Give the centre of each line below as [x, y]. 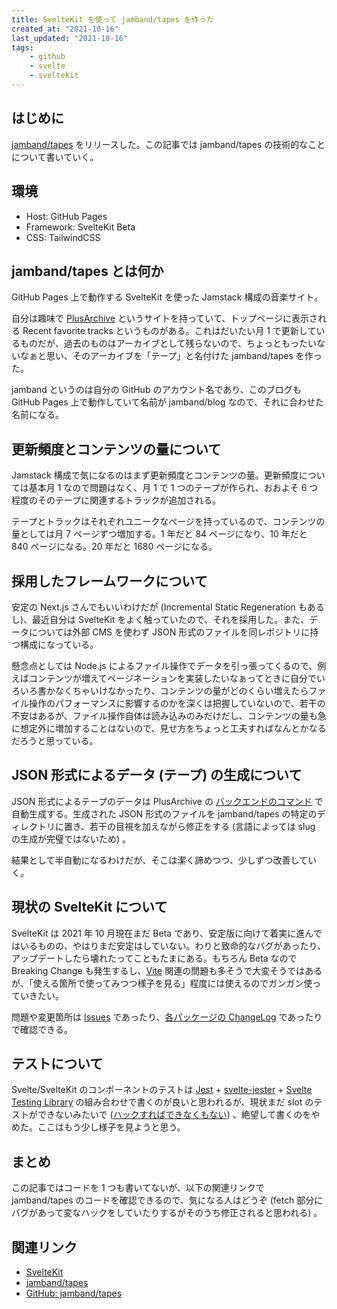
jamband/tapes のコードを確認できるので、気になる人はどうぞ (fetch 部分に [167, 1200]
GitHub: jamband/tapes [74, 1293]
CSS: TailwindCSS [63, 237]
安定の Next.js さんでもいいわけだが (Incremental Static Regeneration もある [168, 607]
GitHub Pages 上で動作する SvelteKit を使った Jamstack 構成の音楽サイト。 [167, 297]
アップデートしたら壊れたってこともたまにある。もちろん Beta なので [154, 958]
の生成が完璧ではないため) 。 [71, 838]
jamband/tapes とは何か [87, 271]
